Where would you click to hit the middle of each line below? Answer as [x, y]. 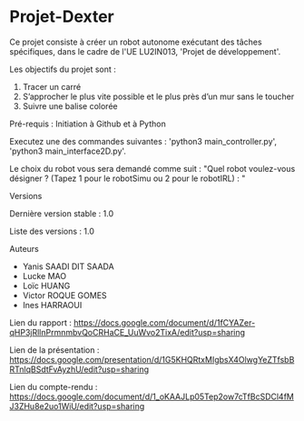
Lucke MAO [44, 276]
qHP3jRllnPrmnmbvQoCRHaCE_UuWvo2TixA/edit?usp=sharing [127, 332]
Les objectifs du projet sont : [63, 69]
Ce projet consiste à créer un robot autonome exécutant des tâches [136, 42]
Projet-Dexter [62, 17]
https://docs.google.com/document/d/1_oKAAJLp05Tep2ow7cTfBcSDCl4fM [152, 396]
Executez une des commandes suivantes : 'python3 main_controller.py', [143, 141]
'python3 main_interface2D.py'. [68, 151]
